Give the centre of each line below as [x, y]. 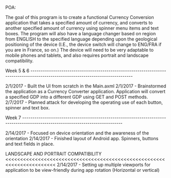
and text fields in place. [30, 144]
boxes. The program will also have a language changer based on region [81, 34]
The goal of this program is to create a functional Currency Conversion [80, 17]
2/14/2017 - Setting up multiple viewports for [104, 165]
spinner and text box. [28, 108]
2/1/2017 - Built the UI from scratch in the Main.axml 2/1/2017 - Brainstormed [86, 86]
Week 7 [13, 118]
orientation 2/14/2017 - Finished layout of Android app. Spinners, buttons [82, 138]
